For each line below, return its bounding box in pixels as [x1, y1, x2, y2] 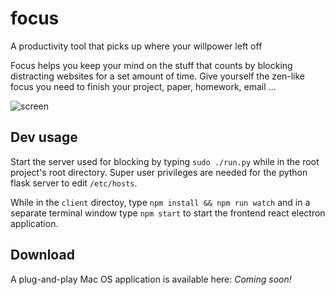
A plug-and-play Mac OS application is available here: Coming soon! [10, 273, 292, 285]
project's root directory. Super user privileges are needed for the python [10, 166, 308, 178]
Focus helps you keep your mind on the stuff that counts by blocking [10, 59, 293, 71]
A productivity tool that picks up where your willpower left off [10, 40, 263, 52]
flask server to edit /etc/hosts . [10, 177, 138, 189]
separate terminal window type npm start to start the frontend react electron [10, 207, 326, 219]
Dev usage [10, 129, 78, 146]
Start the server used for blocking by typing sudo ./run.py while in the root [10, 155, 320, 167]
